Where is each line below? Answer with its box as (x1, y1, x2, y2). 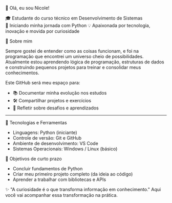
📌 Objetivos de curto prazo (5, 156, 62, 162)
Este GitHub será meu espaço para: (5, 80, 80, 85)
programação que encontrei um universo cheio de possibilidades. (5, 54, 144, 59)
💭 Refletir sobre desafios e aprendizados (12, 105, 99, 111)
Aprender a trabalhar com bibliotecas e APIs (12, 176, 106, 183)
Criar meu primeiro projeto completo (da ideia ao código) (12, 171, 133, 177)
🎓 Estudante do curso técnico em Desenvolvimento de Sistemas (5, 15, 143, 21)
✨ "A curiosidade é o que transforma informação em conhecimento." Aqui (5, 187, 161, 192)
